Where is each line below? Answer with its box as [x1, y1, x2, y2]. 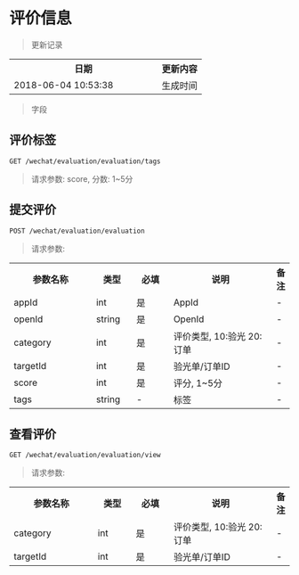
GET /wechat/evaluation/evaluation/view [9, 451, 162, 460]
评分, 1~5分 [173, 376, 222, 389]
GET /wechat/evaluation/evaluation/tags [9, 157, 162, 166]
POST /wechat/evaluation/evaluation [9, 226, 145, 235]
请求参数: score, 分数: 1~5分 [30, 173, 133, 184]
